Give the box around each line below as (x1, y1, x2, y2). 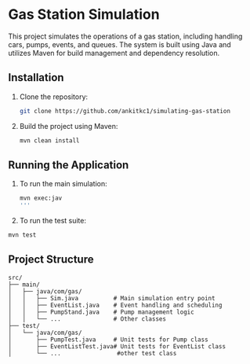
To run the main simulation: (19, 179, 107, 189)
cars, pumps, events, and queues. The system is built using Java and (8, 39, 231, 49)
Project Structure (8, 253, 94, 267)
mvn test (8, 231, 37, 239)
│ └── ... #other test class (8, 349, 177, 357)
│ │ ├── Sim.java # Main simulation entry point (8, 294, 216, 302)
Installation (8, 71, 64, 84)
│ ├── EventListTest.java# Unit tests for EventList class (8, 342, 226, 351)
